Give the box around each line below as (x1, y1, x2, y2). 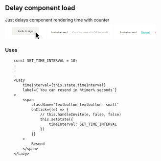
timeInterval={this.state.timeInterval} (23, 83, 106, 88)
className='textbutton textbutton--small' (31, 102, 119, 107)
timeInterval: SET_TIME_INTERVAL (48, 122, 117, 127)
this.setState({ (40, 117, 73, 122)
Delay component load (5, 4, 75, 12)
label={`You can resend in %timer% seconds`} (23, 88, 117, 92)
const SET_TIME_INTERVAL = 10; (14, 58, 78, 63)
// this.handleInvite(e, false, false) (40, 112, 121, 117)
